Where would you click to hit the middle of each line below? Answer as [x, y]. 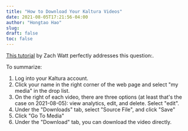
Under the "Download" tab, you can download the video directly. [93, 122]
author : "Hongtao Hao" [34, 22]
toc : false [19, 39]
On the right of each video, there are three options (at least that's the [98, 97]
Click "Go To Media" [39, 116]
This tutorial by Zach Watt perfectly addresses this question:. [80, 56]
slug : [13, 28]
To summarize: [24, 67]
